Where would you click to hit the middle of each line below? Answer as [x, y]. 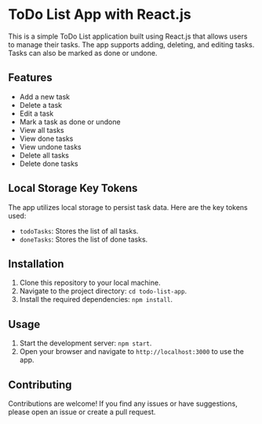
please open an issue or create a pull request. [82, 412]
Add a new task [45, 97]
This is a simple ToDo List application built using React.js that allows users [128, 36]
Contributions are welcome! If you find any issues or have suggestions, [123, 404]
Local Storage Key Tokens [73, 188]
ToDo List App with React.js [100, 15]
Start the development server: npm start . [86, 343]
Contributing [40, 384]
